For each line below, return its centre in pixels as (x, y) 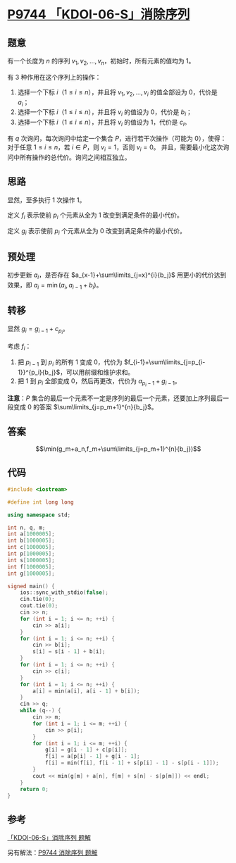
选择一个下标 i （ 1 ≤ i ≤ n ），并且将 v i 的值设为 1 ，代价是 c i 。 (104, 123)
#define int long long (41, 502)
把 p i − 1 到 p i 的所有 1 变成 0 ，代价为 (70, 363)
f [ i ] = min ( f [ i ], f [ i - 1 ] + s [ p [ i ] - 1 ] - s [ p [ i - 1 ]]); (132, 763)
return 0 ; (35, 789)
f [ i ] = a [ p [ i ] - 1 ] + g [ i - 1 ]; (92, 757)
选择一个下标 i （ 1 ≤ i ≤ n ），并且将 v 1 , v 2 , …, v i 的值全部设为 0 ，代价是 (117, 93)
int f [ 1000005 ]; (31, 567)
